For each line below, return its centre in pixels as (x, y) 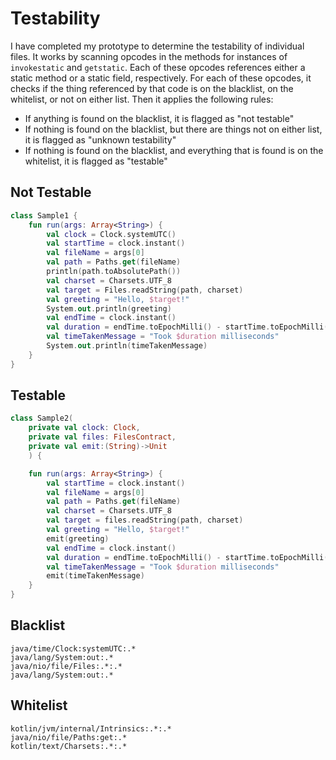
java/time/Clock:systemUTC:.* (73, 648)
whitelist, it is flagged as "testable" (96, 161)
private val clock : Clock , (84, 428)
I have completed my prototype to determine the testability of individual (157, 46)
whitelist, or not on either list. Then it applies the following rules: (142, 99)
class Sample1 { (44, 215)
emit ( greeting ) (78, 538)
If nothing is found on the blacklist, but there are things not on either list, (173, 129)
